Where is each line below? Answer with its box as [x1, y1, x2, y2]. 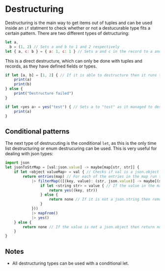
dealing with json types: [5, 151, 54, 157]
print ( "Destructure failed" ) [14, 91, 74, 96]
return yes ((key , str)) [49, 188, 98, 193]
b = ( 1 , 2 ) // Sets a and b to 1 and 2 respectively [9, 44, 120, 49]
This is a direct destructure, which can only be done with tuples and [5, 58, 142, 64]
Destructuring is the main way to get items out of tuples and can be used [5, 20, 153, 26]
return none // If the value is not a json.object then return [23, 224, 155, 230]
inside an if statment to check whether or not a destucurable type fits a [5, 25, 151, 31]
